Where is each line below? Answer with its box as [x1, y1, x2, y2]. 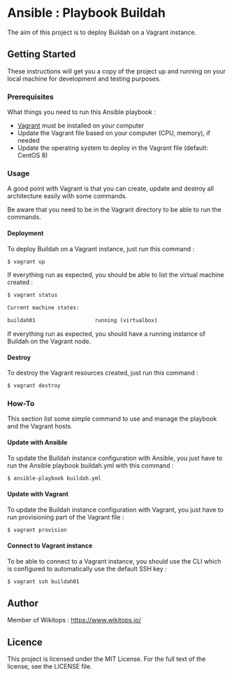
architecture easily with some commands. [7, 192, 128, 200]
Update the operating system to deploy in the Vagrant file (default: [17, 144, 208, 152]
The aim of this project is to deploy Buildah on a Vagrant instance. [7, 28, 197, 36]
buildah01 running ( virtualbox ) [7, 317, 158, 324]
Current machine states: [7, 305, 80, 312]
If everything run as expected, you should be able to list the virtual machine [7, 271, 224, 279]
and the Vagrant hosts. [7, 422, 73, 431]
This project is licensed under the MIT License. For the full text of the [7, 655, 206, 663]
